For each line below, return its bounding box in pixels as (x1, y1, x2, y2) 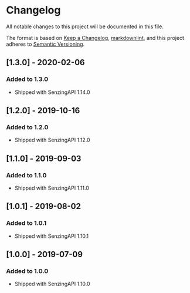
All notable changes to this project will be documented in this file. (6, 23, 164, 30)
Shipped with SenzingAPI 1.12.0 (14, 136, 90, 144)
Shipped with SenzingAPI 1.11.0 (14, 184, 90, 191)
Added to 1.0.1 (6, 219, 47, 227)
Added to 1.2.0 (6, 123, 49, 131)
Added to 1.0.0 (6, 267, 49, 275)
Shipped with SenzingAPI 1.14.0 (14, 89, 90, 96)
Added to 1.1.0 (6, 171, 47, 179)
